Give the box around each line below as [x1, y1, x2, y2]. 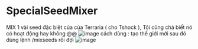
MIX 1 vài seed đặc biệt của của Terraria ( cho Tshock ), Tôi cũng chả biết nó [6, 24, 193, 31]
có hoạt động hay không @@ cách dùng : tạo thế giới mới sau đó [6, 30, 187, 37]
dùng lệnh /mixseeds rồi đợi [6, 36, 74, 43]
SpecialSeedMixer [6, 4, 98, 18]
